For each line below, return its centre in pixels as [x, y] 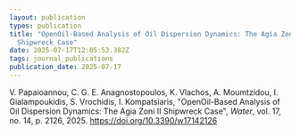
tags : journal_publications [62, 59]
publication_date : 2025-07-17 [66, 67]
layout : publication [48, 17]
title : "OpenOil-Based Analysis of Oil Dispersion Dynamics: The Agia [143, 34]
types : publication [46, 26]
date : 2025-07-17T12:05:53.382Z [69, 51]
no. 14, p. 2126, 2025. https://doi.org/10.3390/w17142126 [113, 120]
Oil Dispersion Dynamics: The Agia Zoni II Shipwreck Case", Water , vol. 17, [145, 111]
